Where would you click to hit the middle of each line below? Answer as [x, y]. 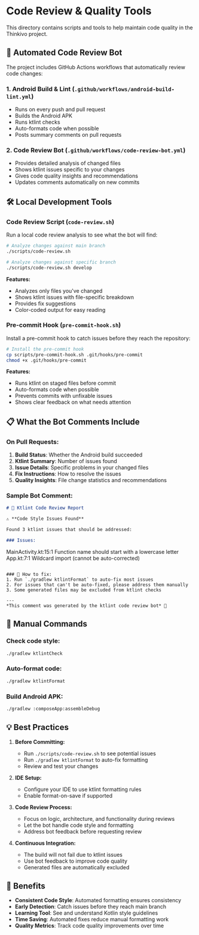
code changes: [25, 73]
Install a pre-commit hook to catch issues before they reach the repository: [98, 338]
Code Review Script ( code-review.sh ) [60, 222]
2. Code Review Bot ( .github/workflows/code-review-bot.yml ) [96, 150]
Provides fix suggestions [45, 304]
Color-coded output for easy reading [60, 309]
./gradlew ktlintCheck [34, 653]
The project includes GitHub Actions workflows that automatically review [96, 67]
